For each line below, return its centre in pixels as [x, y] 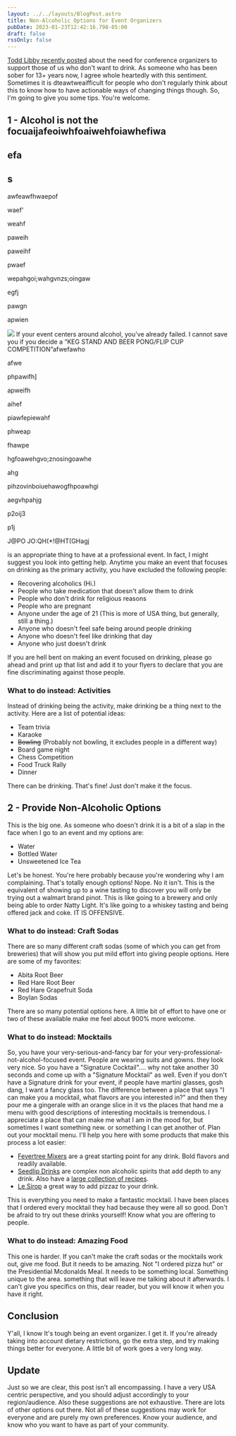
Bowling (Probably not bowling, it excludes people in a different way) [117, 742]
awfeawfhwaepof [33, 196]
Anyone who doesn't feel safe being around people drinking [105, 628]
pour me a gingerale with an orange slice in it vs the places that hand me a [116, 1105]
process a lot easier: [37, 1143]
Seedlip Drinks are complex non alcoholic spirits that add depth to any [119, 1172]
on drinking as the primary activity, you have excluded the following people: [117, 569]
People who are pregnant [54, 606]
